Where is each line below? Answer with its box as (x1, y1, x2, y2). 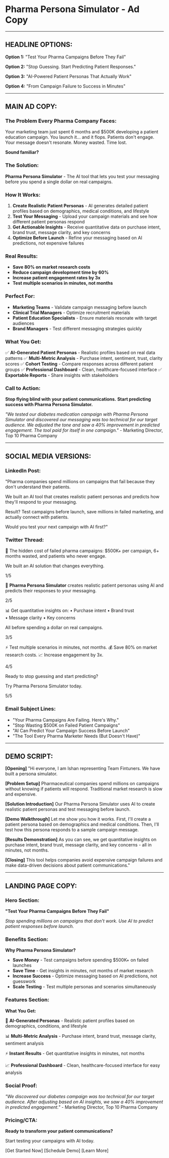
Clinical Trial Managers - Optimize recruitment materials (12, 310, 130, 316)
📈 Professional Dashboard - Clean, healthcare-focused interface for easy (5, 1062, 160, 1068)
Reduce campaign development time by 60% (12, 269, 109, 275)
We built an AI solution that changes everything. (5, 563, 105, 569)
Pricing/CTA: (5, 1116, 38, 1123)
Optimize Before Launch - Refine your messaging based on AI (12, 235, 142, 241)
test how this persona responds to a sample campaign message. (5, 827, 139, 833)
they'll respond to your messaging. (5, 499, 77, 505)
